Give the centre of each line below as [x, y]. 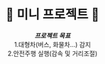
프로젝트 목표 [52, 36]
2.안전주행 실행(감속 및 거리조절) [52, 53]
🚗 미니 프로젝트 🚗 [52, 15]
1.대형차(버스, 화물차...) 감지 [52, 44]
